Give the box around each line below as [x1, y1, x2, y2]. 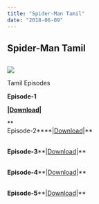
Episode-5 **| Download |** [7, 189, 87, 198]
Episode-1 [7, 92, 37, 101]
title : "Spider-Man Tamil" [7, 10, 85, 17]
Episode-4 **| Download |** [7, 168, 87, 177]
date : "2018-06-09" [7, 17, 64, 24]
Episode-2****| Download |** [7, 126, 93, 135]
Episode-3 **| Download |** [7, 147, 87, 156]
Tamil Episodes [7, 79, 51, 87]
